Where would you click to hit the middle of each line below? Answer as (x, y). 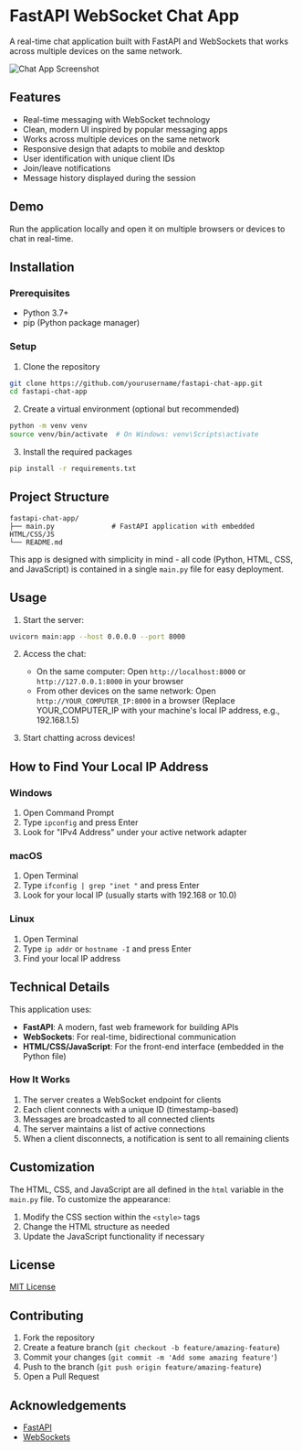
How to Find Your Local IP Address (109, 766)
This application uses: (51, 1009)
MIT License (33, 1287)
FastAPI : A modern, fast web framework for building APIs (130, 1026)
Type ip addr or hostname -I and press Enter (107, 949)
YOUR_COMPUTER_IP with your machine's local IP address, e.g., (158, 711)
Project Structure (59, 497)
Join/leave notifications (67, 168)
